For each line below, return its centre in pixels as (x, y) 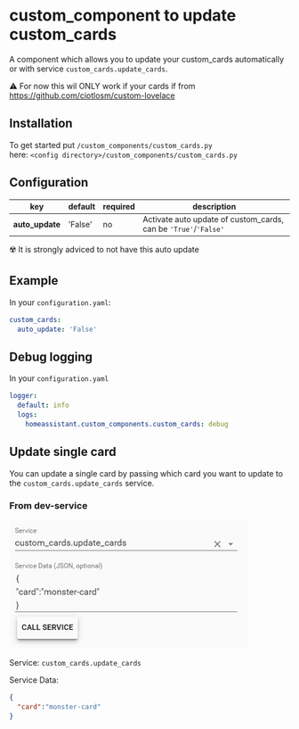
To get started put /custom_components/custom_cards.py (111, 145)
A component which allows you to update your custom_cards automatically (147, 59)
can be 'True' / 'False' (183, 229)
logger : (24, 396)
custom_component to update (123, 16)
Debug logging (51, 356)
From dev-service (48, 506)
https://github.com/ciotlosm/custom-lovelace (92, 95)
